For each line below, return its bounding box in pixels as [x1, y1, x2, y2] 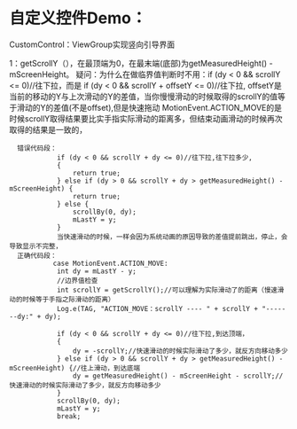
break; [56, 411, 82, 421]
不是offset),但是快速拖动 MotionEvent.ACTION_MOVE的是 [71, 102, 282, 113]
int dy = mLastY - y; [56, 267, 137, 276]
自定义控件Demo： [9, 8, 147, 28]
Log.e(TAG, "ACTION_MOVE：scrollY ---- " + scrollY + [56, 304, 259, 313]
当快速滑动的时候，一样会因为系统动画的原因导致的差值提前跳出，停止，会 [56, 232, 288, 241]
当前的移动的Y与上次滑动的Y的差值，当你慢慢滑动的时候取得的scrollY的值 [9, 90, 278, 102]
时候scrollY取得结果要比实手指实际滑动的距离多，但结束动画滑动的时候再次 [9, 113, 284, 124]
